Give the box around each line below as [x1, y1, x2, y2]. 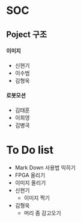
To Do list [6, 143, 54, 157]
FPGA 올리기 [14, 171, 46, 178]
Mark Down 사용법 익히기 [14, 164, 76, 171]
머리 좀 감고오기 [23, 209, 61, 217]
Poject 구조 [6, 29, 47, 39]
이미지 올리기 [14, 179, 46, 186]
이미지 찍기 [23, 194, 50, 201]
